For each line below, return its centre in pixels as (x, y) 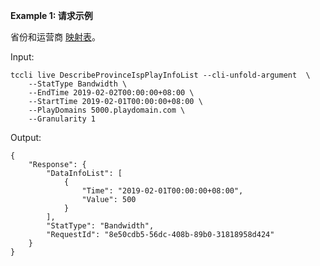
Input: (22, 57)
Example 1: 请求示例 (51, 15)
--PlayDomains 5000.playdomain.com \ (107, 110)
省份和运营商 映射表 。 (55, 37)
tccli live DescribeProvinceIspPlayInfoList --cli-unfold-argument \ (160, 75)
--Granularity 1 (62, 119)
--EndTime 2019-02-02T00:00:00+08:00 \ (111, 93)
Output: (26, 137)
